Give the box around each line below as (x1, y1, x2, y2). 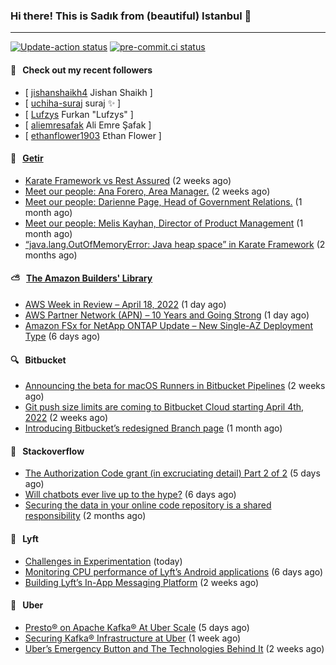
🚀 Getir (10, 152, 44, 164)
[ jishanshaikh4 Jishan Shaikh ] (24, 86, 153, 98)
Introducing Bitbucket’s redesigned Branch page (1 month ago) (24, 422, 283, 434)
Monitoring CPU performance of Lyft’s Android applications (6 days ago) (24, 565, 324, 578)
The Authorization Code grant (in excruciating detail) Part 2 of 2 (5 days (24, 467, 321, 479)
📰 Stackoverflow (10, 445, 85, 457)
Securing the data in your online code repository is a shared (24, 499, 272, 511)
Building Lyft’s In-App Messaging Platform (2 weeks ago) (24, 576, 260, 588)
